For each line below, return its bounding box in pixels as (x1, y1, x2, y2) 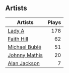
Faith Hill (8, 35, 29, 42)
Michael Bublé (8, 43, 42, 50)
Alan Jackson (8, 59, 40, 66)
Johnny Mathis (8, 51, 43, 58)
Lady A (8, 27, 25, 34)
